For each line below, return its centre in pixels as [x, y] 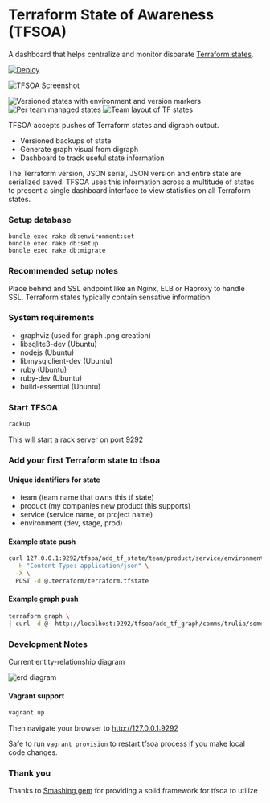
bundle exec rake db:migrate [57, 251]
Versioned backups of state [65, 140]
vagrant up [27, 713]
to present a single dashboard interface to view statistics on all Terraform [129, 190]
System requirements [51, 318]
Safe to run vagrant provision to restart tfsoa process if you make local [127, 744]
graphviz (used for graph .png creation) [85, 335]
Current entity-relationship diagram [67, 662]
